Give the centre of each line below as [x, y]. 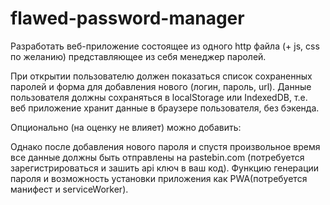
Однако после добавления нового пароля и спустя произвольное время [165, 146]
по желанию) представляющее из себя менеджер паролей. [138, 56]
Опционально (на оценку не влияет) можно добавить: [126, 127]
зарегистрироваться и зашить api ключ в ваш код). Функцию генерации [165, 168]
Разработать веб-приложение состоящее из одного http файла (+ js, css [165, 46]
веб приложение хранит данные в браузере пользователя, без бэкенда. [165, 108]
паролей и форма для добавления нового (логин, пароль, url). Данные [161, 86]
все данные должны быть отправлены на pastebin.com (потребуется [157, 157]
